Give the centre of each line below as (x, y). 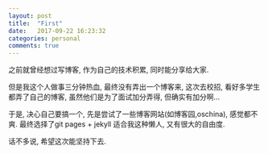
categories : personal (45, 38)
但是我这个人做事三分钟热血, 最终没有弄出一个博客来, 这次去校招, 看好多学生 (134, 87)
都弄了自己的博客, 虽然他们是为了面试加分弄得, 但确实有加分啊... (114, 97)
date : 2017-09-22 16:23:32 (57, 31)
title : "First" (35, 23)
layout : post (30, 16)
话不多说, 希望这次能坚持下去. (58, 141)
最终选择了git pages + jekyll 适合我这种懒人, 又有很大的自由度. (122, 124)
